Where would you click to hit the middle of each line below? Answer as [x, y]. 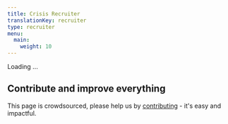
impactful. [22, 113]
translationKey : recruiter [47, 20]
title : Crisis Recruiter [44, 14]
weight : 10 [36, 46]
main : [22, 40]
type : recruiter [31, 27]
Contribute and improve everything [86, 89]
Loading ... [23, 67]
